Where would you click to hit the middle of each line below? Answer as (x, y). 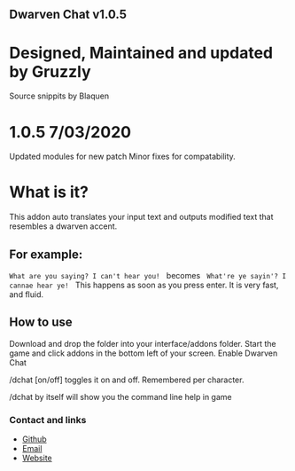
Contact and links (48, 420)
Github (34, 439)
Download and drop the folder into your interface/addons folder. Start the (143, 343)
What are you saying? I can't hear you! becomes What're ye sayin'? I (147, 276)
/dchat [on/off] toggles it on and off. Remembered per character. (127, 380)
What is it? (49, 192)
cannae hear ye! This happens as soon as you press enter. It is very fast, (144, 285)
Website (37, 458)
